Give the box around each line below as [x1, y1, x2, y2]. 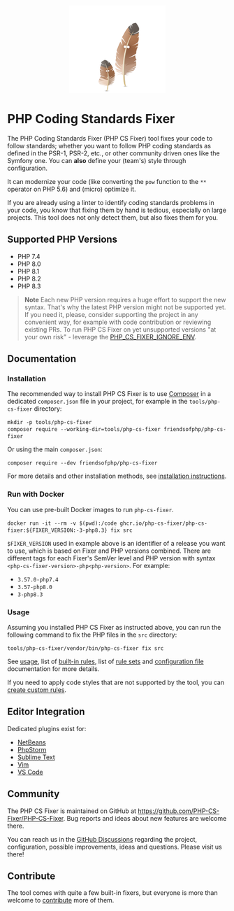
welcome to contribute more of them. [7, 896, 115, 905]
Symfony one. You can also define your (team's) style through [7, 156, 187, 164]
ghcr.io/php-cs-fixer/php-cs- [119, 520, 208, 527]
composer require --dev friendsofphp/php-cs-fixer [7, 460, 158, 467]
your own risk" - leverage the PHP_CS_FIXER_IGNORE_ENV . [24, 332, 197, 341]
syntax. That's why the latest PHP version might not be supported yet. [24, 303, 226, 311]
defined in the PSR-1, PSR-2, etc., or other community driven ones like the [7, 149, 220, 157]
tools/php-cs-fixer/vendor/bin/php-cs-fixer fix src [7, 645, 164, 652]
